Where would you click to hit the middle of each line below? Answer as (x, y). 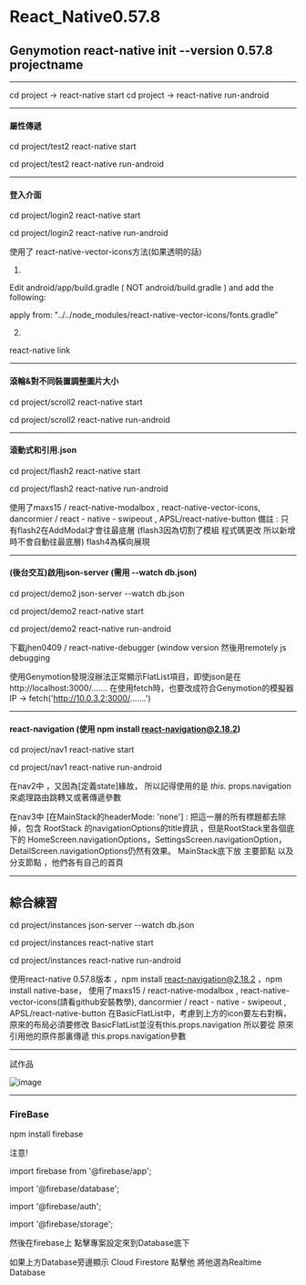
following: (28, 297)
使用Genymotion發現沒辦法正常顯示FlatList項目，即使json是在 (125, 677)
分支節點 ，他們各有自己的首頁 (66, 862)
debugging (30, 658)
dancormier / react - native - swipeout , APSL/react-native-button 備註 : (144, 519)
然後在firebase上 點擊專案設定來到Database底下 (100, 1243)
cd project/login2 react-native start (75, 215)
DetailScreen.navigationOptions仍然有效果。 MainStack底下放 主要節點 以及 (152, 851)
